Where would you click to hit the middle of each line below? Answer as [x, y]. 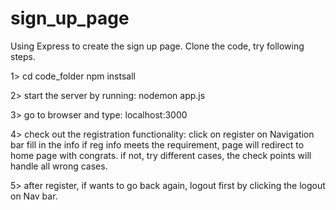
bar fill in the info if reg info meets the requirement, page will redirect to [157, 144]
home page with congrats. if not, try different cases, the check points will [161, 155]
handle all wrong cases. [59, 166]
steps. [23, 56]
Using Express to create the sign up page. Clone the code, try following [157, 46]
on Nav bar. [34, 196]
